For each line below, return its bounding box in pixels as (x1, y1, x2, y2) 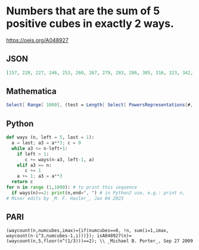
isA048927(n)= (97, 233, 132, 239)
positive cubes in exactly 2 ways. (6, 17, 175, 30)
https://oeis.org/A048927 (6, 36, 69, 44)
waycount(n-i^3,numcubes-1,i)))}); (6, 233, 95, 239)
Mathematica (6, 87, 57, 97)
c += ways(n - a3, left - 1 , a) (24, 156, 95, 162)
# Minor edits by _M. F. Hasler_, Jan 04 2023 (6, 195, 124, 201)
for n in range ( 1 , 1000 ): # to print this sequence (6, 184, 137, 190)
